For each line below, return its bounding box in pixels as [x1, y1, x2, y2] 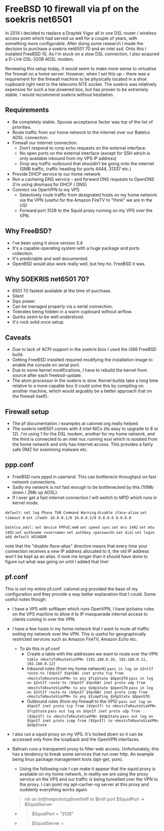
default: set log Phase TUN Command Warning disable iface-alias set [5, 510, 147, 515]
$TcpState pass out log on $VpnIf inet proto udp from [26, 708, 141, 714]
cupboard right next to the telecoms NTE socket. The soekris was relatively [5, 81, 157, 87]
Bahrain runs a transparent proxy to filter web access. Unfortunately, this [12, 746, 159, 752]
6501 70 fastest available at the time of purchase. [12, 288, 112, 294]
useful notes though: [5, 596, 47, 602]
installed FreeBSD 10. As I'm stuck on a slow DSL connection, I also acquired [5, 50, 160, 57]
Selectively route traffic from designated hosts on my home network [19, 192, 157, 198]
